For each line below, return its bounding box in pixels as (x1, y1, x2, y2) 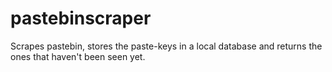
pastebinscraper (10, 7, 152, 30)
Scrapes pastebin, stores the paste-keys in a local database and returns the (10, 40, 323, 52)
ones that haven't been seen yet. (10, 50, 146, 62)
